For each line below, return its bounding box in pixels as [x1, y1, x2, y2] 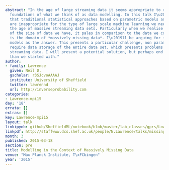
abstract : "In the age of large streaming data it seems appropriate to [5, 7, 161, 13]
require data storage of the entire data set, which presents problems [10, 45, 163, 50]
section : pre [5, 143, 33, 148]
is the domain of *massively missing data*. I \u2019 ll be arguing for [10, 36, 161, 41]
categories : [5, 92, 30, 97]
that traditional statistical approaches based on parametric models [10, 17, 158, 22]
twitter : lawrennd [10, 82, 49, 87]
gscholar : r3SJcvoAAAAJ [10, 73, 59, 78]
